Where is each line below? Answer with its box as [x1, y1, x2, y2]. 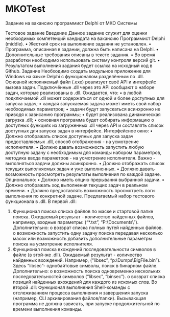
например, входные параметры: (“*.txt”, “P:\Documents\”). [12, 219, 139, 225]
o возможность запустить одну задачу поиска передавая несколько [12, 230, 163, 236]
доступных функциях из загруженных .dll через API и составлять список [5, 122, 164, 128]
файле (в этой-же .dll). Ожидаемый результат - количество [12, 252, 142, 258]
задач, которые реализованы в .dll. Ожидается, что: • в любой [5, 89, 142, 96]
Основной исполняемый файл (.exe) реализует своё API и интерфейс [5, 79, 157, 85]
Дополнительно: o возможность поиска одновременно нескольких [12, 268, 161, 274]
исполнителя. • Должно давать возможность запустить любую [5, 144, 144, 150]
